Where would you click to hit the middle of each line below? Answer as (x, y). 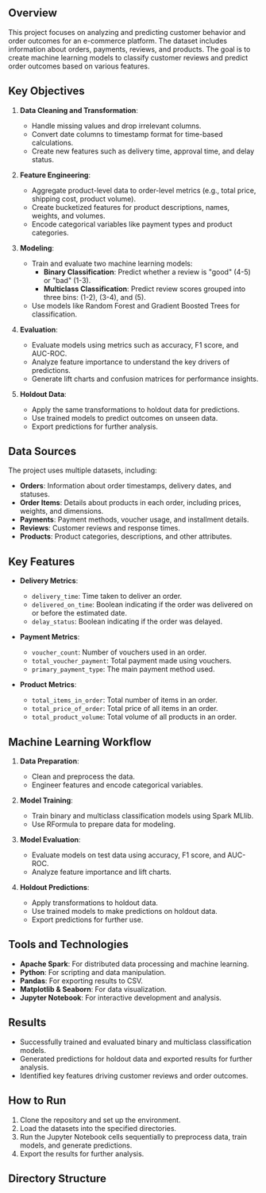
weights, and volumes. (68, 216)
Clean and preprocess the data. (83, 777)
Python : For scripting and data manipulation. (93, 972)
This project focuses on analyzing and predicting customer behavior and (127, 32)
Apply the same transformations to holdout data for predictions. (136, 410)
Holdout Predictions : (54, 888)
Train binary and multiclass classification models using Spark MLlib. (143, 816)
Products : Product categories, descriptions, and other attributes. (126, 537)
